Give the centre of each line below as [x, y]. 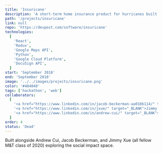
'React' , [23, 41]
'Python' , [24, 54]
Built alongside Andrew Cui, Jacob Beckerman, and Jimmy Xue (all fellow [78, 140]
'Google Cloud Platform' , [40, 59]
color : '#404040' [23, 86]
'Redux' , [23, 46]
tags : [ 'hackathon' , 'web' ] [33, 91]
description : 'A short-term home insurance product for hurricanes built [81, 14]
